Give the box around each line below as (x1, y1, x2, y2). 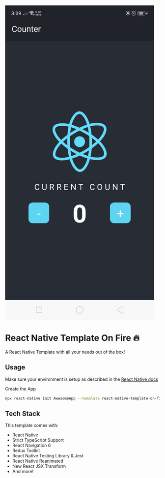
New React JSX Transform (12, 463, 66, 469)
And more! (12, 469, 34, 475)
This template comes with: (5, 422, 59, 428)
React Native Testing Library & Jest (12, 453, 83, 459)
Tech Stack (5, 410, 40, 418)
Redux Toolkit (12, 448, 40, 453)
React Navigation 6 (12, 443, 51, 449)
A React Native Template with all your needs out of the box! (5, 349, 125, 355)
